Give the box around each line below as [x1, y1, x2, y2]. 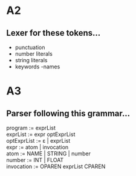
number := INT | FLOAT [6, 157, 64, 163]
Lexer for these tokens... [6, 28, 101, 38]
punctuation [15, 44, 45, 51]
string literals [15, 57, 48, 64]
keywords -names [15, 63, 60, 70]
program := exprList [6, 125, 56, 131]
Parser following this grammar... [6, 108, 131, 119]
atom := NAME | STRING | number [6, 150, 91, 157]
